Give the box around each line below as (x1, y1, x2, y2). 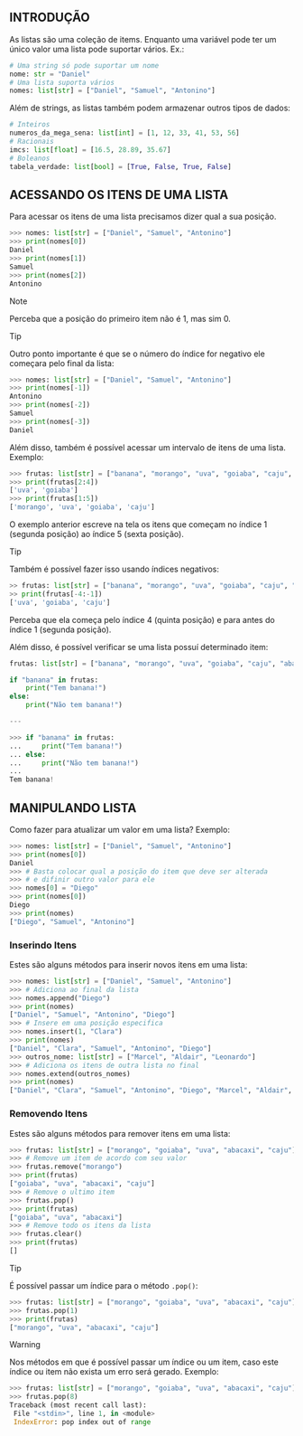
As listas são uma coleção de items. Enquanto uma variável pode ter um (9, 33, 277, 44)
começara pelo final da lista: (9, 357, 115, 368)
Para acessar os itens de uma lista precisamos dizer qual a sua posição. (9, 211, 277, 222)
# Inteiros (9, 120, 50, 129)
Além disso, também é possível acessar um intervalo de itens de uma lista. (9, 441, 287, 453)
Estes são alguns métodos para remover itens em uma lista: (9, 1128, 231, 1138)
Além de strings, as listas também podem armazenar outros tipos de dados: (9, 102, 291, 114)
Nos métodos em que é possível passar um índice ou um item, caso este (9, 1356, 280, 1367)
